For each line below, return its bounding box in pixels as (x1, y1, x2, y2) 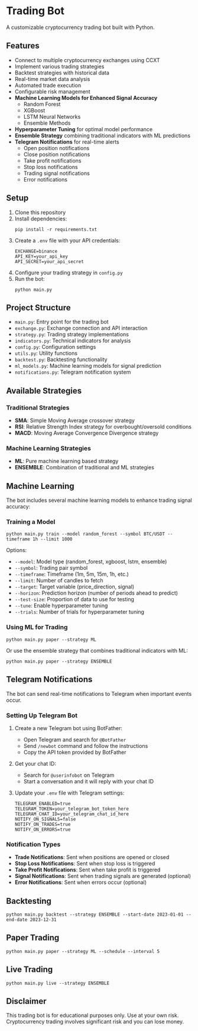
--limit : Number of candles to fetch (14, 577, 103, 584)
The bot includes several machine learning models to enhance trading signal (6, 497, 192, 504)
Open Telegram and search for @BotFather (23, 736, 126, 743)
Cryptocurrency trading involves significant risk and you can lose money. (6, 1018, 184, 1025)
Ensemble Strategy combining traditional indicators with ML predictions (14, 132, 191, 139)
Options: (6, 547, 27, 554)
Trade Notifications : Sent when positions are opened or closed (14, 854, 170, 861)
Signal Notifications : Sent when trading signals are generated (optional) (14, 873, 191, 880)
